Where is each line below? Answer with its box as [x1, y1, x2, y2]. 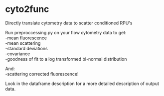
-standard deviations [5, 45, 48, 51]
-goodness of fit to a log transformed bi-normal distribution [5, 56, 127, 62]
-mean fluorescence [5, 35, 47, 41]
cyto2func [5, 3, 49, 15]
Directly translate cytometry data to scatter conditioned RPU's [5, 20, 133, 26]
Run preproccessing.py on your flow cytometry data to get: [5, 29, 127, 35]
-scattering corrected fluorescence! [5, 71, 79, 77]
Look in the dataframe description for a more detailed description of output [5, 81, 160, 87]
